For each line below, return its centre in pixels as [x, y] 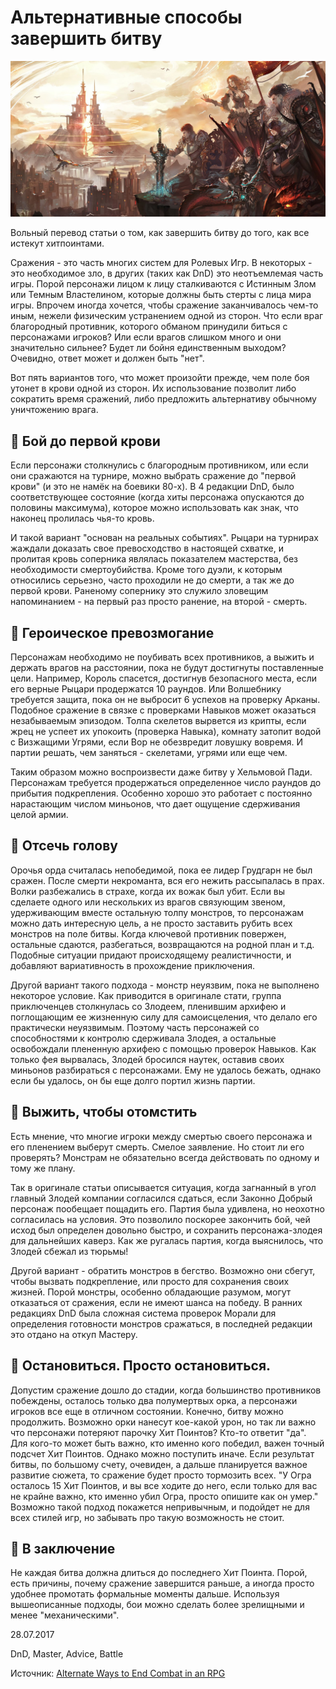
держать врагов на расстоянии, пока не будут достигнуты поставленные [167, 668]
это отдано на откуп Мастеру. [74, 1334]
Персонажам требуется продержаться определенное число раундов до [166, 783]
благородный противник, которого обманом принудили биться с [149, 327]
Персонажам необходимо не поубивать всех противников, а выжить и [162, 657]
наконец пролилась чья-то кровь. [82, 518]
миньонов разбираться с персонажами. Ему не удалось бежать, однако [166, 1070]
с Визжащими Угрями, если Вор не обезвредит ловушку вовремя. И [157, 742]
